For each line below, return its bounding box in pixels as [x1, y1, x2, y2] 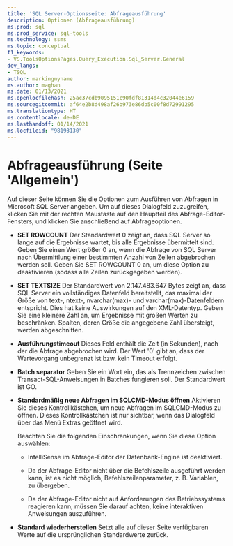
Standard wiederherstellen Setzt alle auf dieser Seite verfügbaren [17, 523, 209, 531]
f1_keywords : [7, 50, 45, 57]
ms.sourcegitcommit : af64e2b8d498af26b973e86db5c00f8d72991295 [7, 101, 195, 108]
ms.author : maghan [7, 82, 61, 89]
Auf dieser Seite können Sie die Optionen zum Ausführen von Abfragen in [7, 195, 218, 203]
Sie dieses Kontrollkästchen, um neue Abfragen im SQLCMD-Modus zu [17, 404, 221, 412]
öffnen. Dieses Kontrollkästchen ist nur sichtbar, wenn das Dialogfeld [17, 411, 216, 420]
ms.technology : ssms [7, 36, 67, 43]
